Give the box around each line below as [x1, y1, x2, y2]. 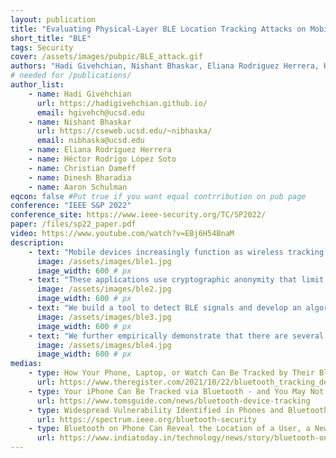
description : [10, 237, 65, 248]
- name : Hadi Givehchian [28, 89, 132, 99]
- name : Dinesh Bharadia [28, 172, 132, 183]
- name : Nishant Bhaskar [28, 117, 132, 127]
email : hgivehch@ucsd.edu [36, 107, 145, 118]
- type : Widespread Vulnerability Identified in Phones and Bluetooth [28, 405, 329, 415]
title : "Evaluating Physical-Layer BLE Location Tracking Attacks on [10, 24, 307, 34]
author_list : [10, 80, 65, 90]
